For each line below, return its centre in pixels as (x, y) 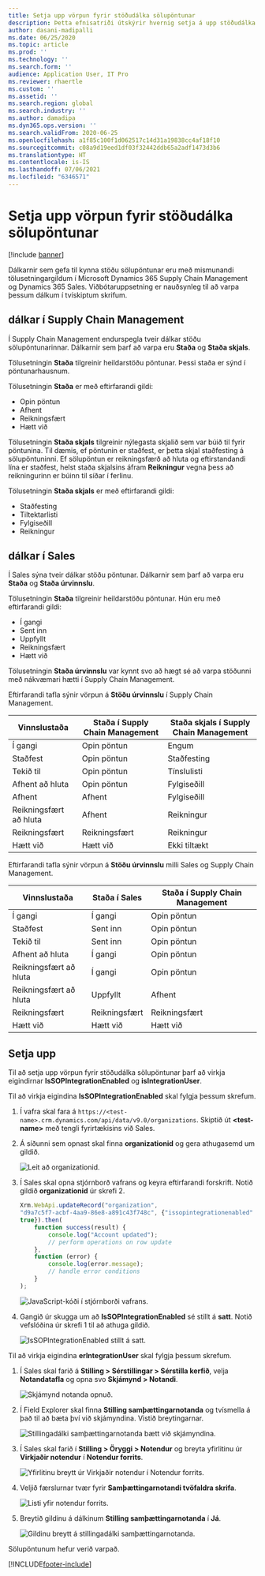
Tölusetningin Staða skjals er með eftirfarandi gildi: (91, 491)
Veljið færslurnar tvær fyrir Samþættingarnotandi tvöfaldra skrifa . (128, 1488)
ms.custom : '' (32, 89)
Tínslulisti (185, 772)
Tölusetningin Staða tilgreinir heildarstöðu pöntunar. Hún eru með (114, 599)
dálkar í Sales (42, 556)
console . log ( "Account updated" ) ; (103, 1235)
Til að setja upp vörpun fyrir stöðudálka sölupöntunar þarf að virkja (117, 1073)
